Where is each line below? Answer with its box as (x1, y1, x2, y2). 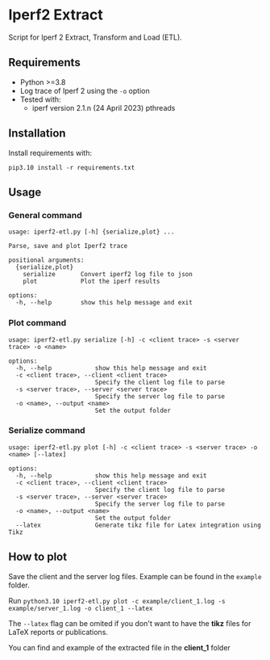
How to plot (8, 550, 67, 564)
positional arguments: (8, 256, 85, 264)
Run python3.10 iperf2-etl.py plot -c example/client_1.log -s (8, 595, 226, 605)
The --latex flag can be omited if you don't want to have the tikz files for (8, 618, 251, 628)
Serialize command (8, 425, 86, 436)
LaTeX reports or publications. (8, 627, 109, 637)
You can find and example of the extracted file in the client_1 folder (8, 642, 231, 652)
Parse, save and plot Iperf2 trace (8, 242, 128, 250)
